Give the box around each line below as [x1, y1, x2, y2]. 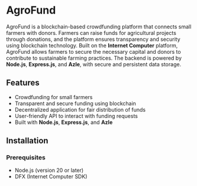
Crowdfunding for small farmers [14, 93, 93, 100]
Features [6, 78, 40, 88]
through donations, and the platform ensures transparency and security [6, 35, 180, 43]
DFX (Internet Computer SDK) [14, 173, 88, 180]
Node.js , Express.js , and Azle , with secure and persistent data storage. [6, 60, 182, 68]
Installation [6, 136, 49, 146]
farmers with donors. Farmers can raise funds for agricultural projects [6, 29, 176, 36]
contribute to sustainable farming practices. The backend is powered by [6, 54, 182, 61]
